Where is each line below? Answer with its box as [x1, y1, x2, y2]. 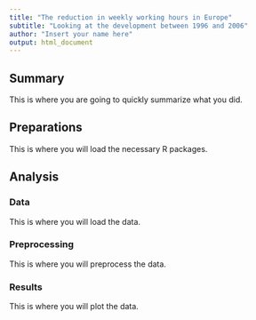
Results [9, 281, 43, 293]
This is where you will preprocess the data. [9, 259, 167, 269]
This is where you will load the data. [9, 216, 140, 227]
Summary [9, 70, 65, 85]
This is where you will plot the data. [9, 301, 140, 312]
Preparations [9, 120, 83, 135]
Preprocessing [9, 238, 74, 251]
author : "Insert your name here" [9, 29, 133, 38]
